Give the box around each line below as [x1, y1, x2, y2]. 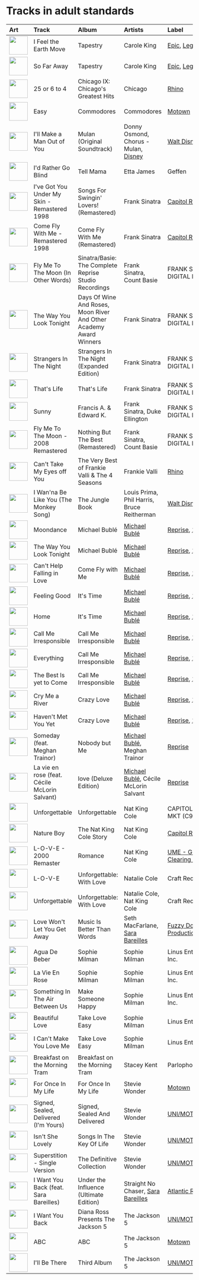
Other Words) [33, 276, 72, 284]
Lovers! [78, 201, 99, 209]
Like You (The [33, 496, 72, 504]
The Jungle [78, 496, 110, 504]
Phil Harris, [123, 496, 155, 504]
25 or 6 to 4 [33, 84, 67, 93]
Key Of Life [78, 1139, 109, 1148]
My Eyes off [33, 467, 67, 475]
